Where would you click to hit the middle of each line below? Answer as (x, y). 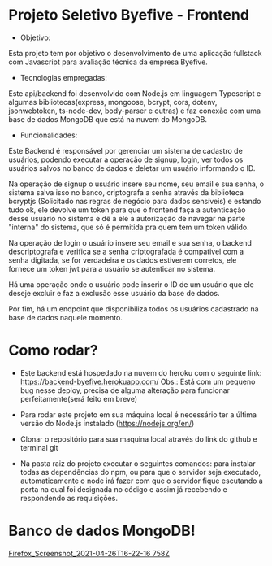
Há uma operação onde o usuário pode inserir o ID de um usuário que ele (131, 284)
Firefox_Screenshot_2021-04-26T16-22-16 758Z (89, 553)
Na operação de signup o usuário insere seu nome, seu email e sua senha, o (136, 184)
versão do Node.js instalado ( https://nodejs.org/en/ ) (107, 423)
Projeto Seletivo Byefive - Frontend (129, 15)
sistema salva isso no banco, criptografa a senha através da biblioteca (126, 192)
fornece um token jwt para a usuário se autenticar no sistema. (112, 268)
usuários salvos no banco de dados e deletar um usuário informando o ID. (132, 168)
